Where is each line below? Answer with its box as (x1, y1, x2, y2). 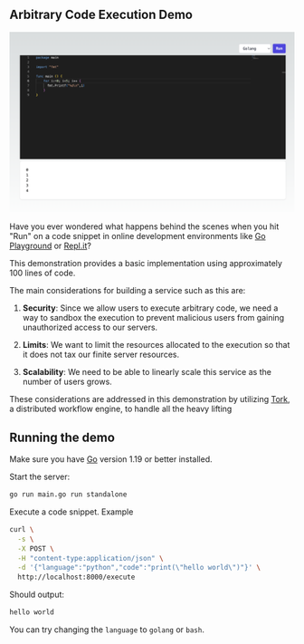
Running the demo (9, 429, 116, 445)
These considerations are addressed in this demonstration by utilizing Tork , (9, 394, 291, 405)
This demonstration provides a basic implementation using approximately (9, 258, 283, 269)
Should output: (9, 589, 65, 601)
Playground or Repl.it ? (9, 240, 92, 252)
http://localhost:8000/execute (17, 572, 136, 582)
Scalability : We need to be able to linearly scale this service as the (22, 367, 271, 378)
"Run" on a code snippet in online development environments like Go (9, 231, 266, 242)
